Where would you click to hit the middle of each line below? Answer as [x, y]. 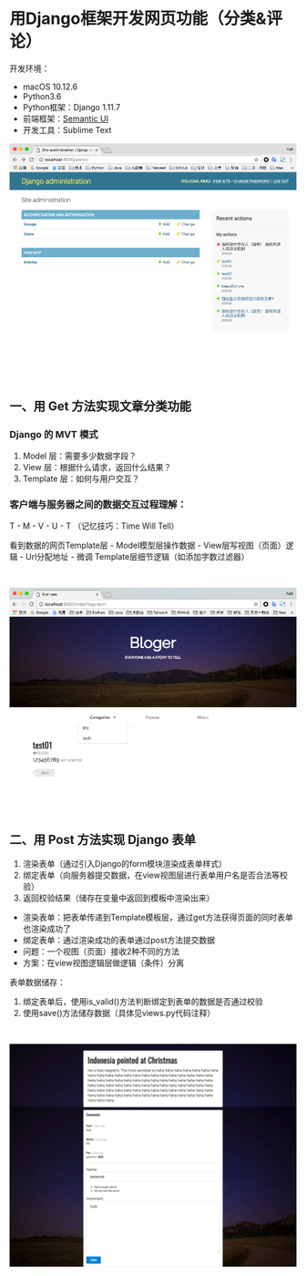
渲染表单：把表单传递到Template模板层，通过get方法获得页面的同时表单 [158, 917]
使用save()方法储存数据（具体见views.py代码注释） [119, 1013]
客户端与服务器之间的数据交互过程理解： [98, 504]
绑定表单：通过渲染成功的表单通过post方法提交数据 [119, 940]
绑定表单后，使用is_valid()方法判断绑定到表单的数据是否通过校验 [143, 1001]
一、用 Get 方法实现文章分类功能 [100, 406]
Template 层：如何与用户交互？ [81, 478]
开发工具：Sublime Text [67, 129]
